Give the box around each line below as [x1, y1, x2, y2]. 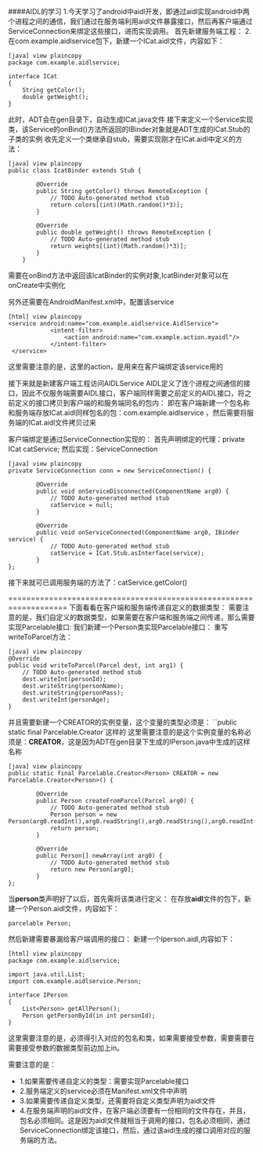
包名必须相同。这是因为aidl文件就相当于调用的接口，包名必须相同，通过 [19, 1116, 251, 1125]
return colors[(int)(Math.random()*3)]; [49, 201, 184, 209]
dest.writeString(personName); [22, 682, 124, 690]
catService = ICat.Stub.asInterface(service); [49, 549, 205, 557]
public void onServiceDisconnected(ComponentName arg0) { [36, 487, 229, 495]
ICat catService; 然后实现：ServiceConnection [8, 444, 158, 454]
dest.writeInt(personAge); [22, 696, 110, 704]
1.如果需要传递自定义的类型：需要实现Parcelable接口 [19, 1077, 189, 1085]
